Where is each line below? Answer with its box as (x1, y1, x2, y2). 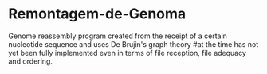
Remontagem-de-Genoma (8, 5, 187, 23)
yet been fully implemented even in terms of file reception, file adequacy (8, 48, 247, 57)
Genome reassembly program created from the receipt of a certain (8, 31, 227, 41)
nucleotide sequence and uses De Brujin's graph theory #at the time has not (8, 39, 259, 49)
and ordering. (8, 56, 53, 66)
